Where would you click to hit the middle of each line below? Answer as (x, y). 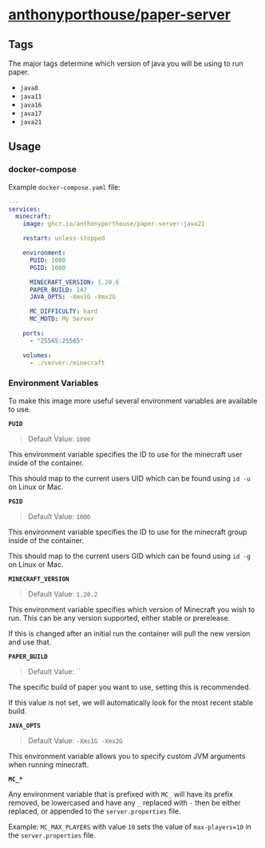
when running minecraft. (49, 764)
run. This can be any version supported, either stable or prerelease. (119, 617)
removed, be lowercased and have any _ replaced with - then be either (125, 802)
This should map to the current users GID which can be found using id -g (130, 556)
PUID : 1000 (47, 260)
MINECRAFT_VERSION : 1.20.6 (74, 282)
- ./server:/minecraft (67, 363)
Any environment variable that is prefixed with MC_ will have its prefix (121, 794)
